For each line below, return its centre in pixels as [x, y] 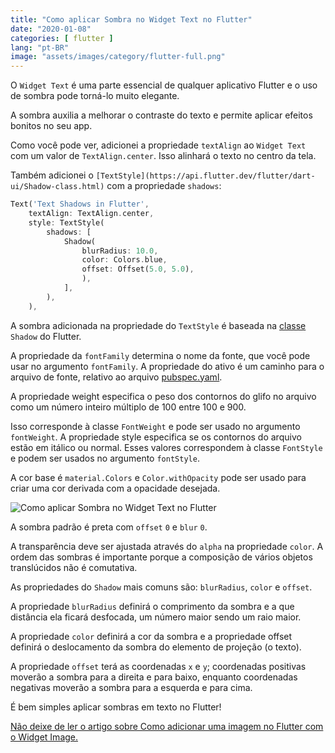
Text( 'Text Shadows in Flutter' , [80, 204]
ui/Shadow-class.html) [57, 187]
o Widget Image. [44, 737]
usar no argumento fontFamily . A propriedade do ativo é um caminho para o [167, 366]
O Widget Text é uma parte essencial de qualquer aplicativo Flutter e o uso [164, 85]
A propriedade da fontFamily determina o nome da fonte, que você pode [160, 355]
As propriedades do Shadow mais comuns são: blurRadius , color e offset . [161, 587]
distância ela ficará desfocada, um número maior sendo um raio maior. [156, 617]
